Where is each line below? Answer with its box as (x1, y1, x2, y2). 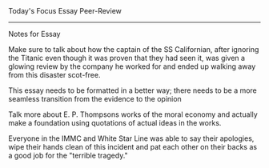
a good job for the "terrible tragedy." (8, 150, 128, 160)
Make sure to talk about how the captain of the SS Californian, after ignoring (8, 45, 259, 54)
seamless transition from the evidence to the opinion (8, 94, 182, 103)
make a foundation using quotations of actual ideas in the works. (8, 118, 222, 127)
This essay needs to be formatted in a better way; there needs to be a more (8, 86, 258, 95)
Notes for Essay (8, 30, 61, 38)
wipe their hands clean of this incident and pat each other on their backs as (8, 142, 258, 151)
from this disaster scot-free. (8, 70, 101, 79)
